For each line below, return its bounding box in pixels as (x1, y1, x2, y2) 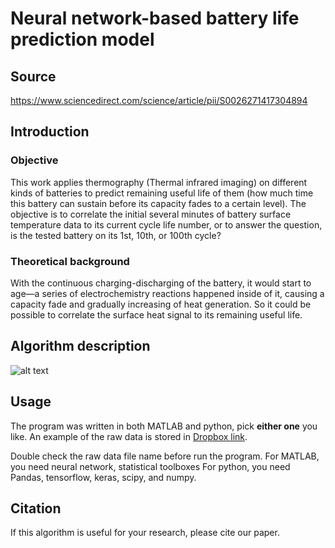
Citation (10, 500, 62, 517)
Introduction (10, 123, 90, 141)
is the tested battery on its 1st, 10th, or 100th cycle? (10, 229, 222, 241)
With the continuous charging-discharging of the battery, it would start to (10, 277, 312, 289)
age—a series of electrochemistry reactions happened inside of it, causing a (10, 287, 325, 299)
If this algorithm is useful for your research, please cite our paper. (10, 527, 280, 539)
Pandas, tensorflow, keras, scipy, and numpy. (10, 471, 197, 483)
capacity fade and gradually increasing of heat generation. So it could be (10, 298, 312, 310)
